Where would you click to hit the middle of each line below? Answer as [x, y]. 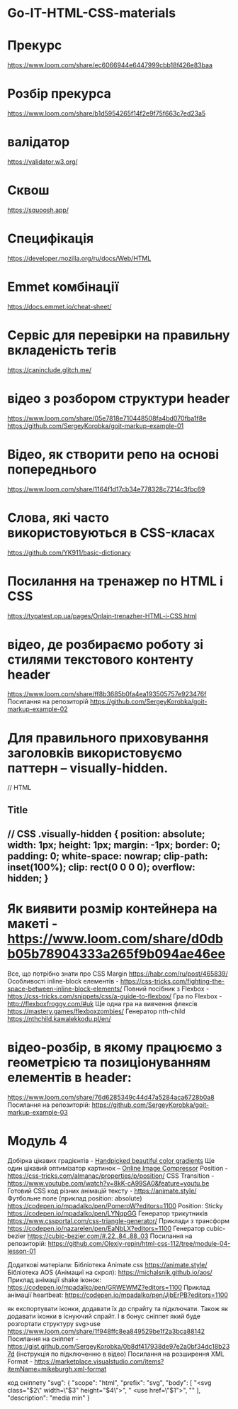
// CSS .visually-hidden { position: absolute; [106, 834]
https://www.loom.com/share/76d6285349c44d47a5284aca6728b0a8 [111, 1098]
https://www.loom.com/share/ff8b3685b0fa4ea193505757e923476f [107, 694]
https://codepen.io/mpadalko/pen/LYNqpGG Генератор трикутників [108, 1213]
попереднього [52, 469]
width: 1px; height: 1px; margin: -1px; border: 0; [114, 845]
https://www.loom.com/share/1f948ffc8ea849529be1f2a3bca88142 [106, 1331]
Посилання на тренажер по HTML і [115, 581]
